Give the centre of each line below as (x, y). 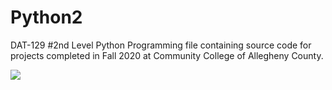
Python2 (46, 17)
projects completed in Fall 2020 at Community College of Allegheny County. (167, 55)
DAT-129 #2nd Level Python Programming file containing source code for (161, 45)
